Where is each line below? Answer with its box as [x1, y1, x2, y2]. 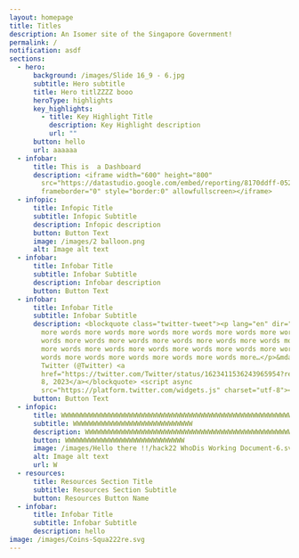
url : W [32, 461, 58, 470]
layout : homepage [9, 12, 74, 22]
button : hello [32, 137, 86, 146]
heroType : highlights [32, 95, 114, 105]
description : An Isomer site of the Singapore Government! [9, 29, 233, 38]
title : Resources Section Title [32, 477, 153, 486]
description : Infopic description [32, 220, 162, 229]
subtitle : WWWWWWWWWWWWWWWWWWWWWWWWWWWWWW [32, 419, 193, 428]
